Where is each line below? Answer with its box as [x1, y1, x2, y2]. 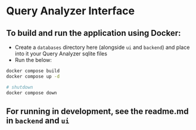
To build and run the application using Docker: [6, 28, 181, 38]
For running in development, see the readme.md [6, 106, 189, 116]
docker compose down [6, 89, 58, 96]
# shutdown [6, 84, 33, 90]
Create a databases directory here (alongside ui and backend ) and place [14, 44, 190, 51]
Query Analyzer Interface [6, 4, 135, 18]
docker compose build [6, 68, 60, 74]
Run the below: [14, 57, 52, 63]
